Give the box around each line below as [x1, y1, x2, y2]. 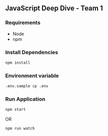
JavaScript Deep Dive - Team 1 [5, 4, 103, 13]
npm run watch [5, 126, 35, 131]
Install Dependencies [5, 49, 59, 56]
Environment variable [5, 72, 59, 79]
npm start [5, 107, 26, 112]
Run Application [5, 96, 45, 103]
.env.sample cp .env [5, 83, 49, 89]
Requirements [5, 19, 41, 26]
